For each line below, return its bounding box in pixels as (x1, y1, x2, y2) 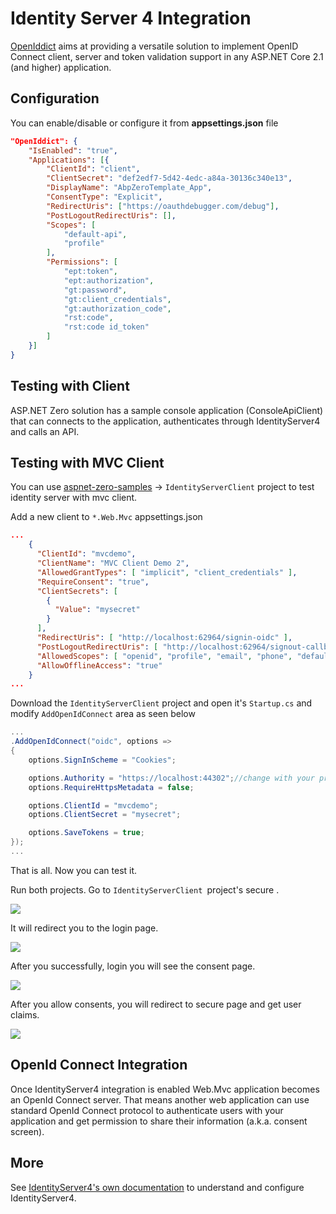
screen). (10, 1125, 45, 1137)
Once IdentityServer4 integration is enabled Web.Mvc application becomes (10, 1083, 320, 1095)
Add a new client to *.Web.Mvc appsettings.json (10, 511, 203, 523)
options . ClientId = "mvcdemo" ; (28, 800, 159, 811)
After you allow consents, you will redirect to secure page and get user (10, 998, 302, 1010)
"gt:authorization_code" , (63, 303, 172, 314)
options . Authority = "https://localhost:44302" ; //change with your (28, 773, 315, 783)
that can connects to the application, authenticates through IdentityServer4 (10, 415, 321, 427)
